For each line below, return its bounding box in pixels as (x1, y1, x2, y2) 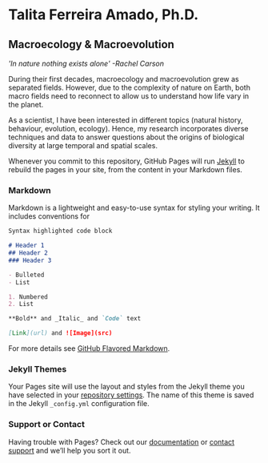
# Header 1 (8, 242, 45, 250)
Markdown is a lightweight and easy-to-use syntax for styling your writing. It (8, 203, 260, 213)
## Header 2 (8, 249, 48, 257)
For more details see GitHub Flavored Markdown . (8, 344, 170, 353)
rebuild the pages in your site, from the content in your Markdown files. (8, 165, 242, 174)
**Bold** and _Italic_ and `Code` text (8, 315, 142, 323)
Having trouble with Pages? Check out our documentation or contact (8, 437, 234, 446)
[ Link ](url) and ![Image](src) (8, 329, 113, 337)
